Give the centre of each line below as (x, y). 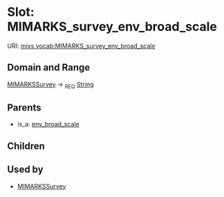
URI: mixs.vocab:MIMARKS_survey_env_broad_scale (81, 46)
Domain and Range (49, 67)
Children (26, 146)
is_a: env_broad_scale (48, 124)
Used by (25, 170)
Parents (24, 107)
